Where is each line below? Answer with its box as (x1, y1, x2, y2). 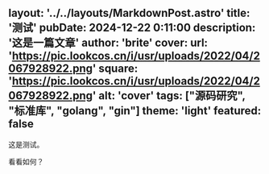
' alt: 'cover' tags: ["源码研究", (92, 89, 246, 103)
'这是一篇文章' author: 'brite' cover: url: (8, 36, 208, 50)
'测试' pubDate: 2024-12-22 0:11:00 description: (8, 21, 256, 35)
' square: (92, 62, 139, 76)
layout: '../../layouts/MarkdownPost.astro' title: (8, 6, 250, 20)
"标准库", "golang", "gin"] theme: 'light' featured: (8, 104, 262, 118)
